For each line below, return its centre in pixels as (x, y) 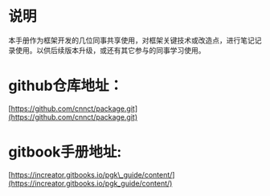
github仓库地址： (66, 86)
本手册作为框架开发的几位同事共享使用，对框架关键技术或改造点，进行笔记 (131, 40)
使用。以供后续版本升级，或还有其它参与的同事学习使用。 (110, 50)
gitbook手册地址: (65, 152)
